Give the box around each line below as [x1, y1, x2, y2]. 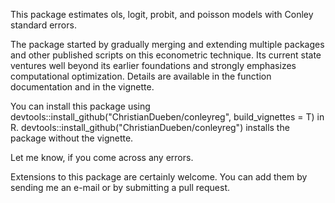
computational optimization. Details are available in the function [10, 70, 272, 82]
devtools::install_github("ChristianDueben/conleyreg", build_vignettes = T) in [10, 111, 325, 123]
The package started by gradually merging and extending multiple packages [10, 39, 325, 50]
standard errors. [10, 19, 77, 31]
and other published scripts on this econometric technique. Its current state [10, 49, 322, 61]
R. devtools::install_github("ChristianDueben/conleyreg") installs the [10, 122, 290, 133]
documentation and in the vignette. [10, 81, 155, 93]
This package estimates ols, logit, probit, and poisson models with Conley [10, 9, 314, 20]
